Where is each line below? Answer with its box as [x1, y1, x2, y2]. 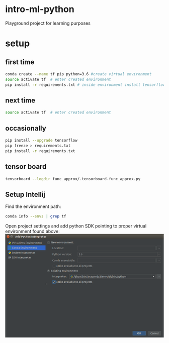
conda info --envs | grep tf [5, 214, 66, 219]
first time [5, 58, 35, 66]
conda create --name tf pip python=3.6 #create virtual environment [5, 71, 152, 76]
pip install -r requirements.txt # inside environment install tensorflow [5, 82, 165, 87]
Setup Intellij [5, 190, 45, 199]
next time [5, 96, 36, 104]
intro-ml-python [5, 4, 74, 15]
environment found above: [5, 228, 60, 235]
